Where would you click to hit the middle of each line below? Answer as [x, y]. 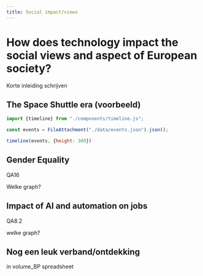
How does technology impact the [93, 42]
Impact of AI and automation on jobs [77, 206]
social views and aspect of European [102, 55]
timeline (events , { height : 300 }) [49, 141]
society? [29, 68]
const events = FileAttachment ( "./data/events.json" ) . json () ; [87, 130]
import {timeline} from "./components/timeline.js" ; [75, 119]
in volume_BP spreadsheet [40, 267]
